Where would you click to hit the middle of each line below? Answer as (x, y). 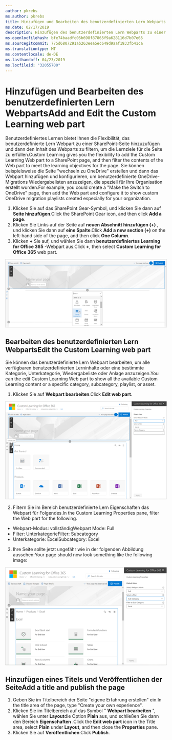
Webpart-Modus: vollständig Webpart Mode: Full (63, 528)
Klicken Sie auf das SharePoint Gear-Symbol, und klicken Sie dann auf (87, 208)
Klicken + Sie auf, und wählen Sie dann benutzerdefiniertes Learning (86, 241)
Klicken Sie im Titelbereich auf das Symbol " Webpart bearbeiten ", (84, 711)
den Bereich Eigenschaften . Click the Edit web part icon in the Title (84, 722)
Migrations (17, 182)
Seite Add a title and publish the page (65, 688)
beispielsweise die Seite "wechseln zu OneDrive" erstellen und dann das (82, 171)
